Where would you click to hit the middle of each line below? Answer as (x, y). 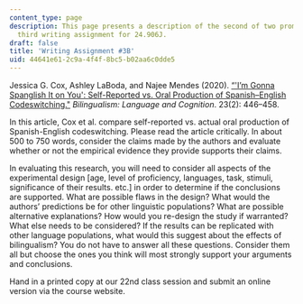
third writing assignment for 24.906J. (92, 34)
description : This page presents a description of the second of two (143, 26)
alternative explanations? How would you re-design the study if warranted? (149, 216)
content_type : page (46, 18)
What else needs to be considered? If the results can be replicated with (142, 226)
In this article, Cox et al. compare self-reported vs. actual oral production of (150, 122)
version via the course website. (68, 291)
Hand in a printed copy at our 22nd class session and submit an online (140, 281)
